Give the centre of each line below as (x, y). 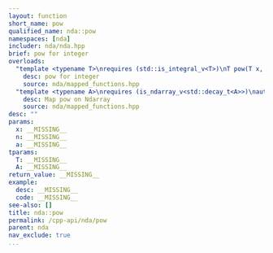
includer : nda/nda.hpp (47, 46)
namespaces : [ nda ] (39, 39)
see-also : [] (30, 205)
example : (23, 183)
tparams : (23, 152)
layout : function (38, 16)
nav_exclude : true (39, 236)
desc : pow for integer (61, 76)
